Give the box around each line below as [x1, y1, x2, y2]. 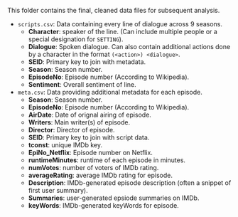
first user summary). [28, 186, 88, 194]
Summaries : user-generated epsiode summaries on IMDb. [28, 194, 200, 202]
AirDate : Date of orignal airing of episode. [28, 110, 151, 119]
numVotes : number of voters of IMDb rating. [28, 164, 159, 171]
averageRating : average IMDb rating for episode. [28, 171, 173, 179]
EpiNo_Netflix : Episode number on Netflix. [28, 149, 153, 157]
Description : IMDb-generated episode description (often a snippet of [28, 179, 232, 187]
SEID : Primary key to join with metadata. [28, 58, 146, 66]
